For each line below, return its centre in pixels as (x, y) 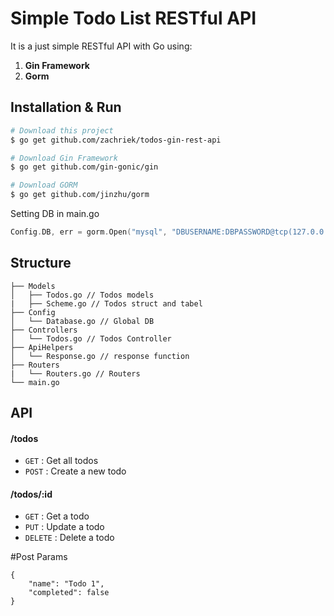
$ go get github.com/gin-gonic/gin (84, 167)
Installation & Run (66, 107)
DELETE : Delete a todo (69, 538)
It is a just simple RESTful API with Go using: (101, 46)
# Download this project (62, 130)
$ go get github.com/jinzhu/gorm (80, 195)
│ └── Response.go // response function (100, 356)
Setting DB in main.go (55, 213)
